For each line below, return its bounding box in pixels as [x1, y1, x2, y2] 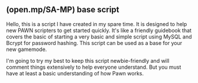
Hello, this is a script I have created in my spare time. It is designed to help [6, 20, 187, 27]
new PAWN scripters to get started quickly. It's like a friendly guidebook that [6, 27, 192, 34]
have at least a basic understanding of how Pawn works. [6, 69, 144, 76]
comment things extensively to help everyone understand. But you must [6, 63, 181, 71]
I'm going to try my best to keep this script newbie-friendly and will [6, 57, 170, 64]
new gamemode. [6, 46, 47, 53]
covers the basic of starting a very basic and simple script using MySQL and [6, 33, 192, 40]
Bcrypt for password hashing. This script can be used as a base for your [6, 39, 182, 46]
